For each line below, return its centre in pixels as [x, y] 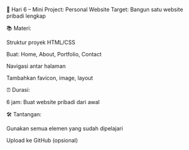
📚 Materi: [19, 28]
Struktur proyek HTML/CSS [41, 42]
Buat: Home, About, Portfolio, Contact [54, 54]
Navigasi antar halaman [36, 66]
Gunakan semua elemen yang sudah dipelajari [65, 128]
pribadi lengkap [26, 16]
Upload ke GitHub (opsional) [42, 140]
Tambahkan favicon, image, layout [50, 78]
